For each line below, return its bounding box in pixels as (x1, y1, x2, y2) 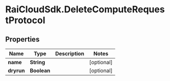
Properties (5, 35, 40, 44)
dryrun (8, 67, 25, 74)
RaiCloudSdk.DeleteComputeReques (5, 4, 165, 15)
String (30, 59, 45, 66)
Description (55, 50, 84, 57)
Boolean (30, 67, 51, 74)
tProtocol (5, 14, 45, 26)
